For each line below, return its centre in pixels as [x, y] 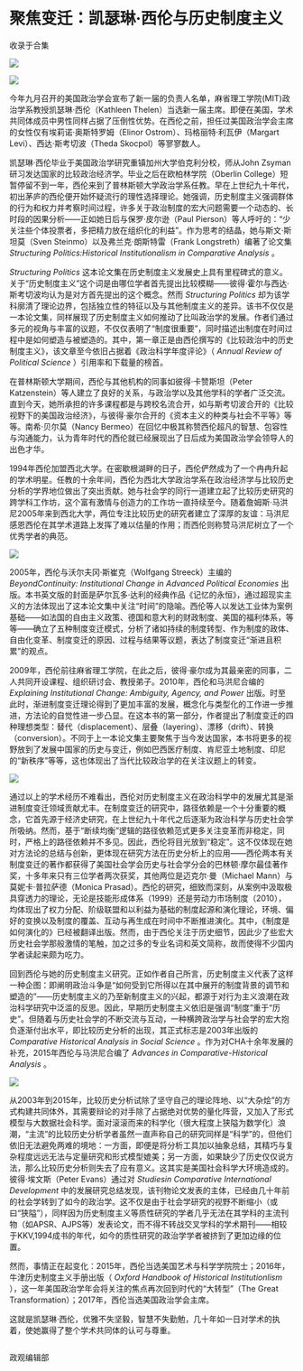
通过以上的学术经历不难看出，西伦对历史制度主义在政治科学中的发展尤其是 [147, 796]
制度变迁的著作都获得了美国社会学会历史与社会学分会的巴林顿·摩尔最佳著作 [149, 864]
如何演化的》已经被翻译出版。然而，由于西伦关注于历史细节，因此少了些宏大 [151, 931]
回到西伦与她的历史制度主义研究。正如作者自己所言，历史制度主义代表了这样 [151, 973]
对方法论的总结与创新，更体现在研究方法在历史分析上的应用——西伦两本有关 [151, 853]
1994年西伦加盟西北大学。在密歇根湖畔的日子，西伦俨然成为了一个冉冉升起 [149, 468]
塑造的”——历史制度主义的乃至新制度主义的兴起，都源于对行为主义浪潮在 [146, 996]
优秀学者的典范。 [41, 536]
